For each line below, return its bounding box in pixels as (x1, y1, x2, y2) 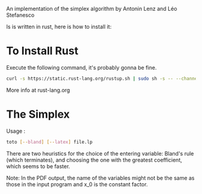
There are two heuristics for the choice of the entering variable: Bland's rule (6, 150, 194, 157)
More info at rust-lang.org (6, 86, 70, 94)
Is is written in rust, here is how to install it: (6, 23, 112, 30)
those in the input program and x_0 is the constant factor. (6, 180, 148, 188)
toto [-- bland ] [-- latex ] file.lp (6, 139, 93, 145)
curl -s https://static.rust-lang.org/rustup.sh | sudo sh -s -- (6, 75, 173, 82)
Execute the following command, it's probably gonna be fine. (6, 64, 157, 71)
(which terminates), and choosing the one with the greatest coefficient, (6, 156, 182, 163)
